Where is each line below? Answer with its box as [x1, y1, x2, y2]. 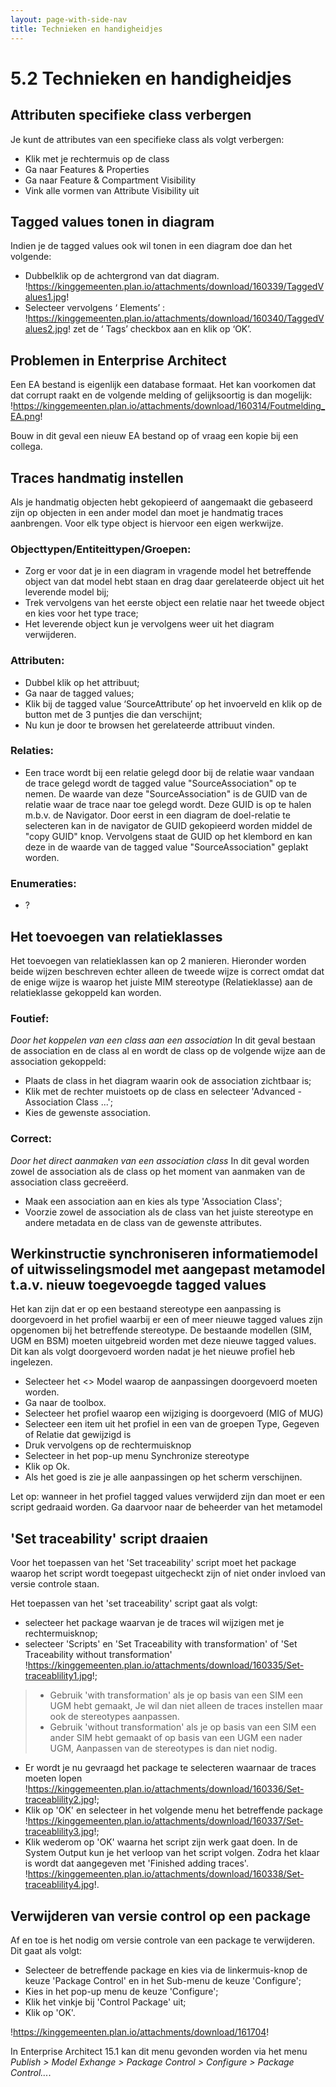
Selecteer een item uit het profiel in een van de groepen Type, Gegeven [24, 1418, 320, 1430]
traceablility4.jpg [24, 1879, 95, 1891]
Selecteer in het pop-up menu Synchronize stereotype [24, 1450, 250, 1462]
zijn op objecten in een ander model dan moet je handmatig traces [10, 506, 284, 518]
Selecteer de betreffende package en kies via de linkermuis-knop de [24, 1964, 308, 1976]
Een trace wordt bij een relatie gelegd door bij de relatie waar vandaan [24, 766, 315, 778]
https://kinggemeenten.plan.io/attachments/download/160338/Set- [27, 1868, 305, 1880]
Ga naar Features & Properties [24, 163, 150, 175]
